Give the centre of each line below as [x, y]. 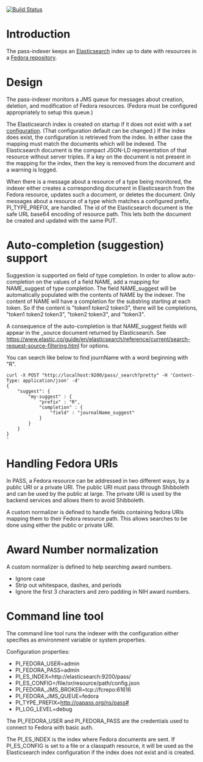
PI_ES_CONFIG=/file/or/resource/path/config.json [77, 683]
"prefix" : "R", [59, 402]
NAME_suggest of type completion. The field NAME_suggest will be [91, 288]
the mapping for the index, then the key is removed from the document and [101, 163]
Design [25, 82]
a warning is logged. [32, 170]
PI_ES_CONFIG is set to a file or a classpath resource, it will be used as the [100, 745]
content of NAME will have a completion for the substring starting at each [98, 301]
